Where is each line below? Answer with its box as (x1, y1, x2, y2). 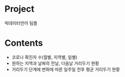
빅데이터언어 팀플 (4, 20, 38, 26)
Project (4, 3, 35, 15)
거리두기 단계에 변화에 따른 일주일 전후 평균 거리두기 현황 (11, 66, 120, 72)
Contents (4, 38, 43, 49)
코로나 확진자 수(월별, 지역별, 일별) (11, 54, 78, 60)
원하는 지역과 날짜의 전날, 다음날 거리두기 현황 (11, 60, 100, 66)
